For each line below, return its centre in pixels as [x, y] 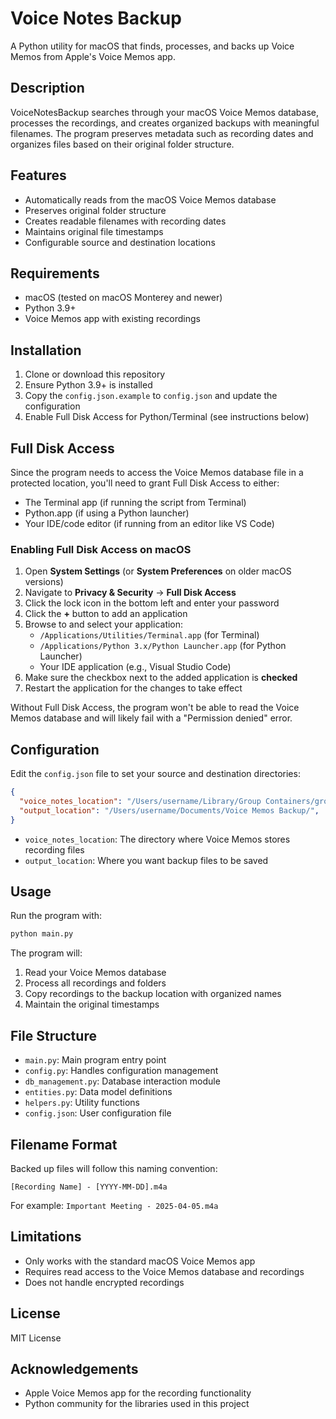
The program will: [46, 953]
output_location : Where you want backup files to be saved [146, 860]
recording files [54, 849]
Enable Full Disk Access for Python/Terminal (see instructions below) [167, 417]
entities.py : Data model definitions [98, 1092]
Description [47, 88]
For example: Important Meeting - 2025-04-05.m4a [114, 1205]
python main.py [42, 934]
